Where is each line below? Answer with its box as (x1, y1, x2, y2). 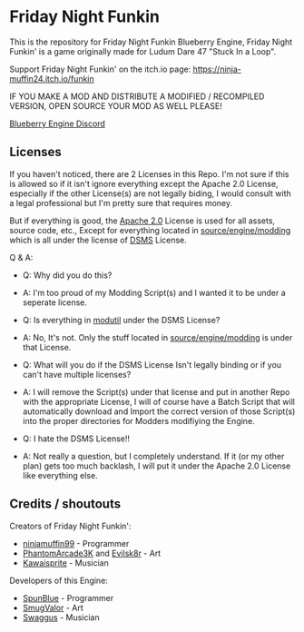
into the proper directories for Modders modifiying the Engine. (22, 415, 256, 426)
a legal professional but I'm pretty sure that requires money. (9, 197, 233, 208)
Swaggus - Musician (22, 611, 100, 623)
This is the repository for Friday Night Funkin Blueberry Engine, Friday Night (9, 36, 293, 47)
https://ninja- (192, 64, 242, 74)
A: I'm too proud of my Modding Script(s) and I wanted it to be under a (22, 287, 286, 298)
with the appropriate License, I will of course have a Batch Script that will (22, 396, 295, 407)
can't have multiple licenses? (22, 369, 132, 380)
